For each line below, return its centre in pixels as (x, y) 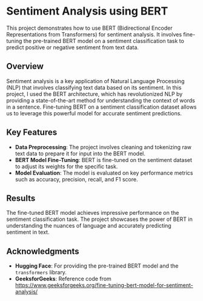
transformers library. (41, 272)
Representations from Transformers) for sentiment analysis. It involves (94, 34)
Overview (25, 66)
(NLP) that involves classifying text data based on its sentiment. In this (94, 87)
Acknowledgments (43, 251)
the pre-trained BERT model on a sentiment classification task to (104, 41)
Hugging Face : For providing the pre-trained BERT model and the (97, 266)
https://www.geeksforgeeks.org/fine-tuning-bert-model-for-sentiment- (104, 285)
